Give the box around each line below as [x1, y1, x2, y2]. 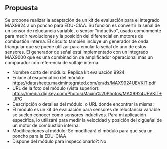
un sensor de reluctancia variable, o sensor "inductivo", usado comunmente [5, 27, 161, 34]
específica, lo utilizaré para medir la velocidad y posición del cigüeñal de [12, 117, 162, 123]
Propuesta [5, 4, 38, 12]
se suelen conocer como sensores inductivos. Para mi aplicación [12, 112, 146, 118]
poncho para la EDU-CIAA [12, 133, 66, 139]
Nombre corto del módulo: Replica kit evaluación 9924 [12, 69, 125, 75]
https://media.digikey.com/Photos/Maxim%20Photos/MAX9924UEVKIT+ [12, 90, 162, 96]
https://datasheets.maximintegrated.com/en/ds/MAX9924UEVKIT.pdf [12, 80, 156, 86]
